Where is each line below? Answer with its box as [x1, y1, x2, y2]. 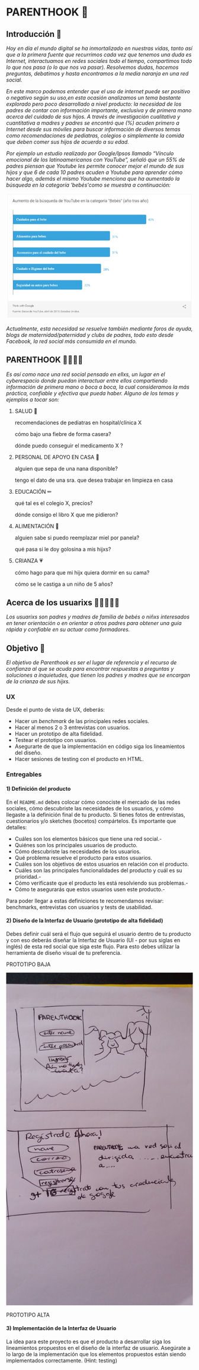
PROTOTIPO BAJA [6, 961, 51, 968]
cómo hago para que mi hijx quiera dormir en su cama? [14, 569, 150, 576]
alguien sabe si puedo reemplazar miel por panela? [14, 534, 140, 541]
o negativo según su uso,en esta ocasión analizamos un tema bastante [6, 94, 181, 101]
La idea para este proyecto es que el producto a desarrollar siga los [6, 1338, 171, 1345]
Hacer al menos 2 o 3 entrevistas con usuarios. [14, 724, 130, 731]
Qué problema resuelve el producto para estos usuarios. [14, 854, 153, 861]
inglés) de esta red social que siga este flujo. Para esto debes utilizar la [6, 943, 179, 950]
